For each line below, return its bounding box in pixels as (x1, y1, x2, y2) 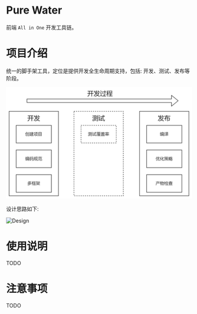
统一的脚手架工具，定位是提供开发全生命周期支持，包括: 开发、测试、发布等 (6, 67, 190, 74)
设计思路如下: (6, 205, 40, 212)
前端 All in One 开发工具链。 (6, 24, 77, 31)
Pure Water (6, 4, 63, 17)
